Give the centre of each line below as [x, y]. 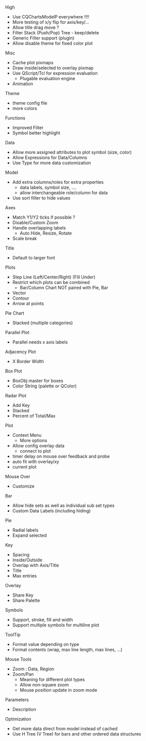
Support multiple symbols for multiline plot [56, 625]
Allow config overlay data [38, 446]
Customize [23, 486]
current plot [24, 467]
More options [33, 440]
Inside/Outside [27, 560]
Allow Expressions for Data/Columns [50, 157]
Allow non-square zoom [44, 685]
